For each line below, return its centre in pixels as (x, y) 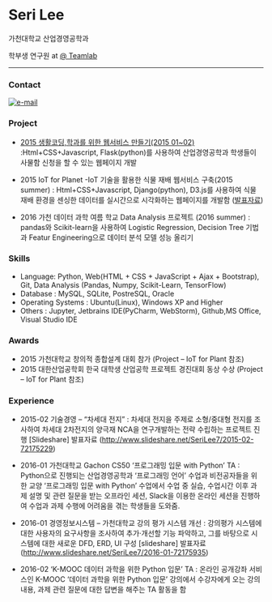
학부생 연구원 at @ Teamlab (53, 55)
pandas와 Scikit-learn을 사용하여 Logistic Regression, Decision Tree (132, 227)
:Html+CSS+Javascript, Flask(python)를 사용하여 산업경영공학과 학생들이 (138, 152)
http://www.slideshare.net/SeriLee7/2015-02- (178, 440)
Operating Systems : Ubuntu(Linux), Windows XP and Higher (121, 302)
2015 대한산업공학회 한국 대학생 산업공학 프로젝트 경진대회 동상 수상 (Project (141, 369)
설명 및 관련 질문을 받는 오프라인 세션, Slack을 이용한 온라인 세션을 (134, 496)
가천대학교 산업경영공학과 (49, 38)
